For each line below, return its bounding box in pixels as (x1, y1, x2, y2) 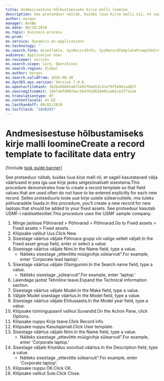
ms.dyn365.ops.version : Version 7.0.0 (5, 80, 84, 84)
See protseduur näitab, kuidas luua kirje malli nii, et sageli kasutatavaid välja (5, 174, 158, 180)
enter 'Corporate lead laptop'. (19, 256, 79, 262)
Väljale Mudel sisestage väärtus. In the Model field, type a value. (12, 292, 141, 298)
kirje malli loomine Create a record (5, 139, 145, 149)
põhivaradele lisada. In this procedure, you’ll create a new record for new (5, 200, 151, 206)
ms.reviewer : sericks (5, 57, 50, 62)
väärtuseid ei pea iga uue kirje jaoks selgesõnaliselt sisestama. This (5, 179, 140, 185)
